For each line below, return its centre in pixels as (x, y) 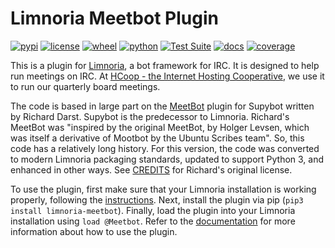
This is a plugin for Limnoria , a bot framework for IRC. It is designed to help (165, 65)
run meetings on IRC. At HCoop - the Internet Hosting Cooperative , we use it (167, 76)
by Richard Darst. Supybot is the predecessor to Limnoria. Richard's (150, 116)
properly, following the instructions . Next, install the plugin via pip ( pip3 (157, 199)
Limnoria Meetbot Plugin (114, 18)
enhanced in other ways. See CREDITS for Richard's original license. (151, 169)
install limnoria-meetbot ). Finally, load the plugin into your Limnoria (153, 210)
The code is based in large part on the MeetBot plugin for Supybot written (162, 106)
